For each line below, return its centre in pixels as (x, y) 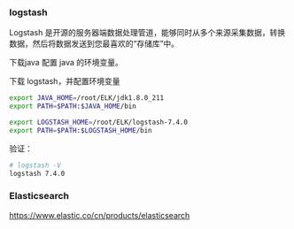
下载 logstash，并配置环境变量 (65, 81)
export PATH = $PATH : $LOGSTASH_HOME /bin (81, 130)
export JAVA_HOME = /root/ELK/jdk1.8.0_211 (87, 98)
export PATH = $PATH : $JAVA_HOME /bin (73, 107)
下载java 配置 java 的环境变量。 (66, 63)
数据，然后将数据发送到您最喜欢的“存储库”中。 (94, 44)
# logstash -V (35, 165)
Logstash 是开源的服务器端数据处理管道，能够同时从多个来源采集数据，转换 (147, 33)
